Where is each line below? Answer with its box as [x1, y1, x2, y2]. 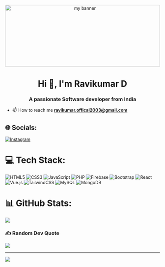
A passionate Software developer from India [28, 96, 137, 103]
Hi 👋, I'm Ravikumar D [37, 78, 128, 90]
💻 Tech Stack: [5, 155, 66, 166]
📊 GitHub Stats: [5, 198, 72, 209]
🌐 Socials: [5, 123, 37, 132]
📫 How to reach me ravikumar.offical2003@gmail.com [12, 107, 128, 113]
